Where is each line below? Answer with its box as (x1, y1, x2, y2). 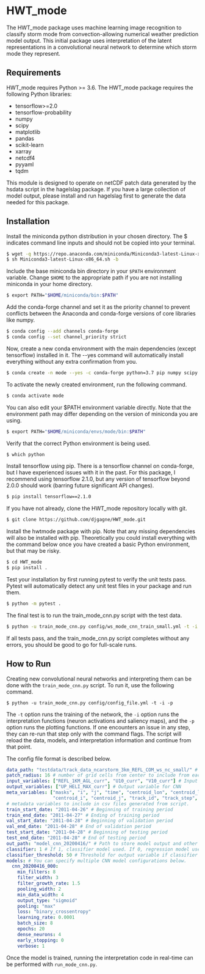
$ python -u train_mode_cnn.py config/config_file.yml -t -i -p (6, 699, 173, 706)
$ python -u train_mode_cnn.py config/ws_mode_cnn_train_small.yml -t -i (6, 623, 198, 630)
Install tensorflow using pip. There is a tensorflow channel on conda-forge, (6, 462, 194, 470)
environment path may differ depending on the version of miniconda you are (6, 410, 198, 418)
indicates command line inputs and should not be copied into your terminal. (6, 239, 196, 246)
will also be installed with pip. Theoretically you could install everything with (6, 534, 197, 542)
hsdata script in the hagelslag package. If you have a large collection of (6, 185, 186, 193)
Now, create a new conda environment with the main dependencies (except (6, 345, 196, 352)
